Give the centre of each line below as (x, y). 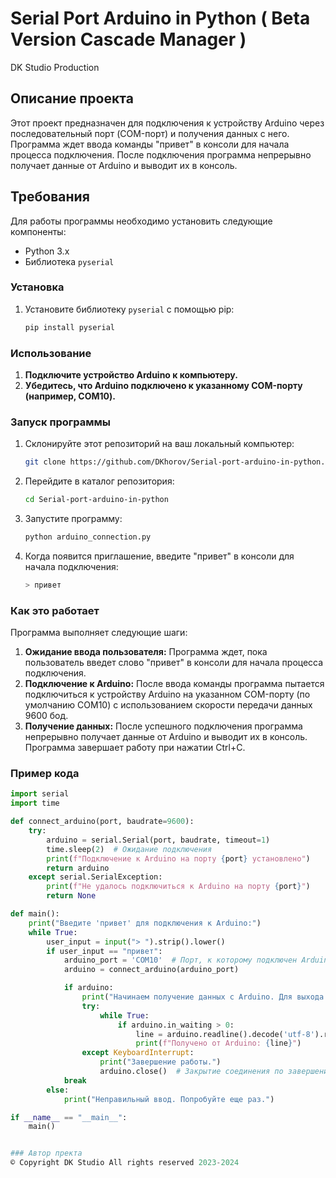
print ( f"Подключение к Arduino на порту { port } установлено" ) (178, 858)
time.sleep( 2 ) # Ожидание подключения (129, 849)
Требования (50, 197)
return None (71, 896)
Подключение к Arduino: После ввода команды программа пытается (174, 684)
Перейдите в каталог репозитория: (99, 481)
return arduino (78, 868)
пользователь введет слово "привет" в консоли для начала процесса (174, 663)
